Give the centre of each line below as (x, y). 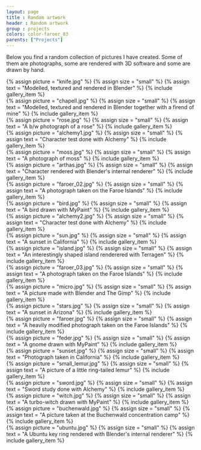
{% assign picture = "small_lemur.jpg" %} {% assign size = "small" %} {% (98, 363)
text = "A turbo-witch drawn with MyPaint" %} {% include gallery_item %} (98, 402)
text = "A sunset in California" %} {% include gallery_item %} (82, 242)
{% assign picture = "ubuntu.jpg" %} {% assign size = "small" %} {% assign (100, 428)
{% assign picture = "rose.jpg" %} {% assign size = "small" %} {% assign (97, 120)
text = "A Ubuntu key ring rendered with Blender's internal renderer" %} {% (100, 434)
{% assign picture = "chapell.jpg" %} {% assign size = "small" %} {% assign (101, 101)
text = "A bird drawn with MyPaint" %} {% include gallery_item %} (88, 210)
